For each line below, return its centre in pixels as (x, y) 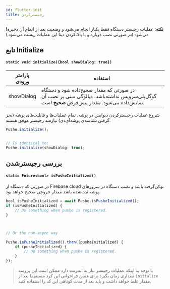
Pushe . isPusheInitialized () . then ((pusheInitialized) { (65, 242)
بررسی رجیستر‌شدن (34, 163)
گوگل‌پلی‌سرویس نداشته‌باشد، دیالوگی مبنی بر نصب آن (99, 96)
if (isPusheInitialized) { (34, 206)
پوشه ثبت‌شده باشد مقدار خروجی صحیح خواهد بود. (53, 192)
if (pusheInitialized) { (41, 247)
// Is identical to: (27, 143)
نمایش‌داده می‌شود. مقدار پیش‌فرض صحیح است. (93, 103)
